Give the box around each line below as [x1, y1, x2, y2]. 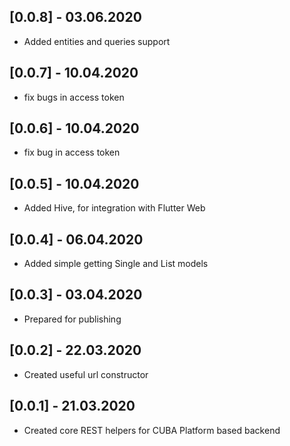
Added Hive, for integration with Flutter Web [23, 202, 206, 214]
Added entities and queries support [23, 35, 171, 47]
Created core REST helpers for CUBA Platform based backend [23, 424, 281, 436]
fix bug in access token [23, 146, 121, 159]
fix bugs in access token [23, 91, 125, 103]
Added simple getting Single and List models [23, 258, 209, 270]
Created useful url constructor [23, 368, 149, 380]
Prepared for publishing [23, 313, 122, 325]
